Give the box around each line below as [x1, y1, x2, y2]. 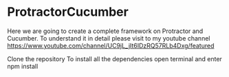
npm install [7, 62, 39, 70]
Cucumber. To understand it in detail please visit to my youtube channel [7, 34, 210, 42]
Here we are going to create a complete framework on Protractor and [7, 27, 204, 35]
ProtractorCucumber [7, 4, 129, 20]
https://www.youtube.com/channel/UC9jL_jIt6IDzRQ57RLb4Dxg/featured [7, 41, 215, 49]
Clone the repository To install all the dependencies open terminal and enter [7, 54, 222, 63]
